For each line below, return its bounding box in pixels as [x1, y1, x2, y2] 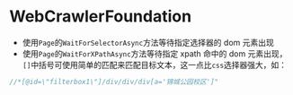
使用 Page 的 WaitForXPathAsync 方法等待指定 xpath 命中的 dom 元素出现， [22, 47, 288, 59]
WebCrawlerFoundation [9, 6, 191, 27]
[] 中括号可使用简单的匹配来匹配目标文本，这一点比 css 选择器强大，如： [22, 59, 288, 70]
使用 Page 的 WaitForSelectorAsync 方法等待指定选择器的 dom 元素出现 [22, 37, 274, 47]
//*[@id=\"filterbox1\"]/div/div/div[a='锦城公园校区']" [9, 77, 219, 86]
